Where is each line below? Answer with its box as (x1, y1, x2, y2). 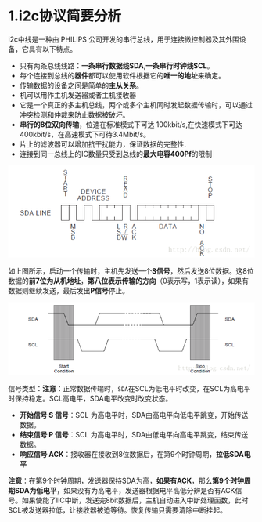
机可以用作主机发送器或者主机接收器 (19, 90, 137, 100)
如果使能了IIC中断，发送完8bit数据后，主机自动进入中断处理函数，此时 (21, 495, 249, 505)
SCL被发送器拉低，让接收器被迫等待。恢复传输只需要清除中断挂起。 (8, 505, 228, 514)
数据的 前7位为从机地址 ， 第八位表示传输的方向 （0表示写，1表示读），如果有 (8, 276, 249, 286)
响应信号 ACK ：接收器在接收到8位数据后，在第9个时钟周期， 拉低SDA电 (19, 449, 251, 459)
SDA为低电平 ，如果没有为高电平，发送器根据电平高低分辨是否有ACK (14, 485, 235, 495)
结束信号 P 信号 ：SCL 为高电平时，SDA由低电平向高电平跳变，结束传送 (19, 430, 249, 439)
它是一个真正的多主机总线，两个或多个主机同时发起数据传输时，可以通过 (19, 100, 253, 110)
